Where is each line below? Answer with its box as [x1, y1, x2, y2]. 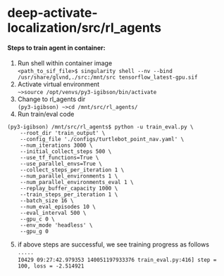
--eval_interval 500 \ [20, 209, 87, 217]
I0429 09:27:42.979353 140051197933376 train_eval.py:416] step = [17, 256, 217, 264]
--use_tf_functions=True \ [20, 155, 99, 162]
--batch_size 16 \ [20, 197, 74, 204]
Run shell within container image [17, 59, 113, 67]
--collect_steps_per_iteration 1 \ [20, 166, 125, 173]
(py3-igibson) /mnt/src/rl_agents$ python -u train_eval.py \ [7, 124, 194, 131]
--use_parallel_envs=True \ [20, 160, 102, 168]
